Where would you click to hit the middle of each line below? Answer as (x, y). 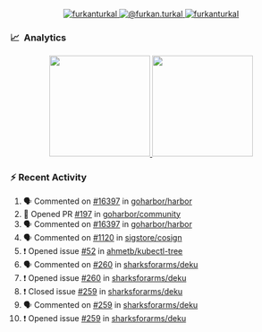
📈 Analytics (38, 38)
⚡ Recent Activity (49, 178)
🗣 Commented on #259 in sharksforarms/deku (110, 304)
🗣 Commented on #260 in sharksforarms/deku (110, 264)
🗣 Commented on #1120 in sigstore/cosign (102, 237)
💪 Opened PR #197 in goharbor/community (102, 214)
